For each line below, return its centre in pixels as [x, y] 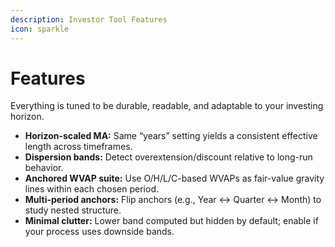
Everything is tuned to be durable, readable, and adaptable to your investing [167, 106]
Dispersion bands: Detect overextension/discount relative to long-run [168, 157]
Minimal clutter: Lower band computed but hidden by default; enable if [171, 221]
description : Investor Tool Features [89, 19]
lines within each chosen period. [91, 189]
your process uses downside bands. [99, 232]
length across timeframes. [78, 147]
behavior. [44, 168]
